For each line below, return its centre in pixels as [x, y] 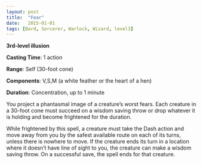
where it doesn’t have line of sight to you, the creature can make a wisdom [99, 148]
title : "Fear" [25, 17]
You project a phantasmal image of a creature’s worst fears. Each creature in [101, 104]
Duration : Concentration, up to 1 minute [55, 93]
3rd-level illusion [28, 46]
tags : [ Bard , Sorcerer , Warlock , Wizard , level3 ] [70, 29]
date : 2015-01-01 [31, 23]
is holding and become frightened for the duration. [69, 117]
